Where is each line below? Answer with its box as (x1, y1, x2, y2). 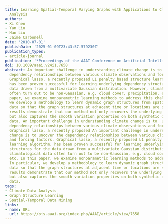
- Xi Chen (5, 21, 26, 26)
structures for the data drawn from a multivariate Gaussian (9, 147, 140, 152)
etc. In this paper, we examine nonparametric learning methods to (9, 156, 153, 161)
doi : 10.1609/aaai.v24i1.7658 (5, 63, 68, 68)
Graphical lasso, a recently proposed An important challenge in (9, 128, 149, 133)
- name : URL (5, 207, 30, 212)
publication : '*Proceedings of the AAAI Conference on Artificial (5, 58, 146, 63)
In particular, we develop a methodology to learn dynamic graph (9, 160, 149, 165)
